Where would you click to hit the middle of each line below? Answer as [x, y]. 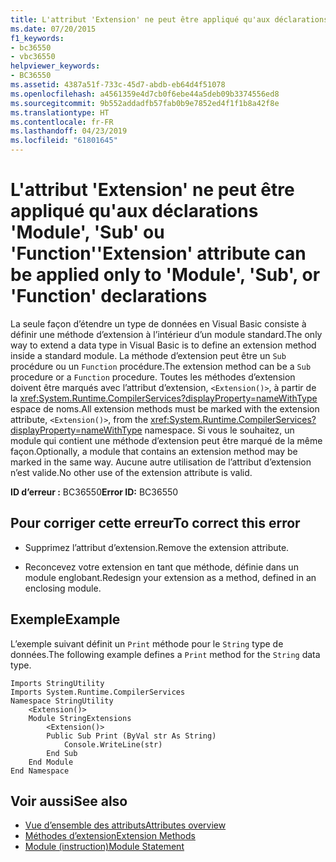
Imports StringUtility [57, 683]
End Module [51, 762]
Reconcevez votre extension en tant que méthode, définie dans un [161, 567]
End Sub [62, 753]
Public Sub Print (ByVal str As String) [131, 736]
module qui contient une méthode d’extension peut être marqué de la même [166, 440]
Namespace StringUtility [62, 701]
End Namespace [40, 771]
